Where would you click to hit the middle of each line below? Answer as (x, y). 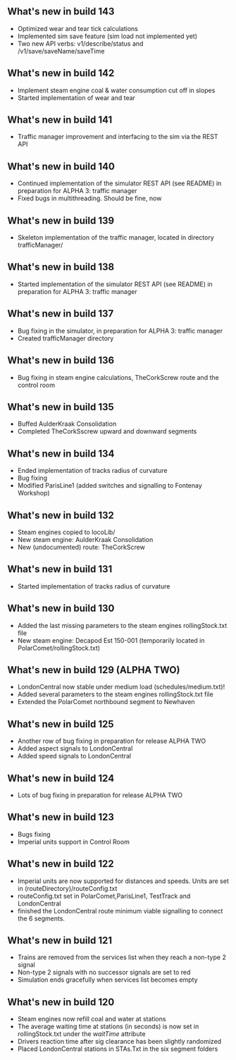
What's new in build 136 (61, 360)
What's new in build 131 (60, 569)
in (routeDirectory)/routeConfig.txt (67, 888)
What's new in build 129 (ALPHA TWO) (94, 670)
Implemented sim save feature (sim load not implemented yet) (107, 36)
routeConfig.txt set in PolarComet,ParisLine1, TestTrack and (104, 896)
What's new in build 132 (61, 515)
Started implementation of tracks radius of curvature (94, 586)
